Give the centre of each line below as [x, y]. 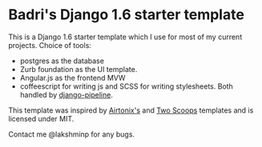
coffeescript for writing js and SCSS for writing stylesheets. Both [127, 86]
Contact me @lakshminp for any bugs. [71, 134]
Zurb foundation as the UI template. [79, 69]
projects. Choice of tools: [50, 45]
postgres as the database [62, 61]
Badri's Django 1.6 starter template [126, 15]
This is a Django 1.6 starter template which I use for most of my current [125, 37]
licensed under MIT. [41, 118]
